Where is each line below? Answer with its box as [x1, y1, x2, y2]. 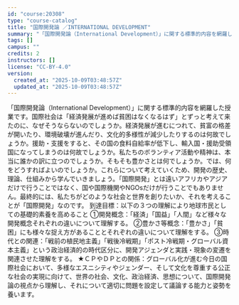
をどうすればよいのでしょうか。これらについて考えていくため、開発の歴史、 [7, 166, 231, 174]
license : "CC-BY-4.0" [7, 63, 72, 70]
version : [7, 70, 33, 77]
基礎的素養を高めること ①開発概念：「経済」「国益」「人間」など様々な [19, 210, 227, 219]
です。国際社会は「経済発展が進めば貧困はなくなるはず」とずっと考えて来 [13, 112, 231, 121]
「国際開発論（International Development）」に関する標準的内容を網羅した [7, 104, 225, 112]
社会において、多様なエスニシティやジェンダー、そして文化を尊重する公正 [13, 264, 231, 272]
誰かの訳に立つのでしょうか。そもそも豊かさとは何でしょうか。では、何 [19, 157, 232, 166]
